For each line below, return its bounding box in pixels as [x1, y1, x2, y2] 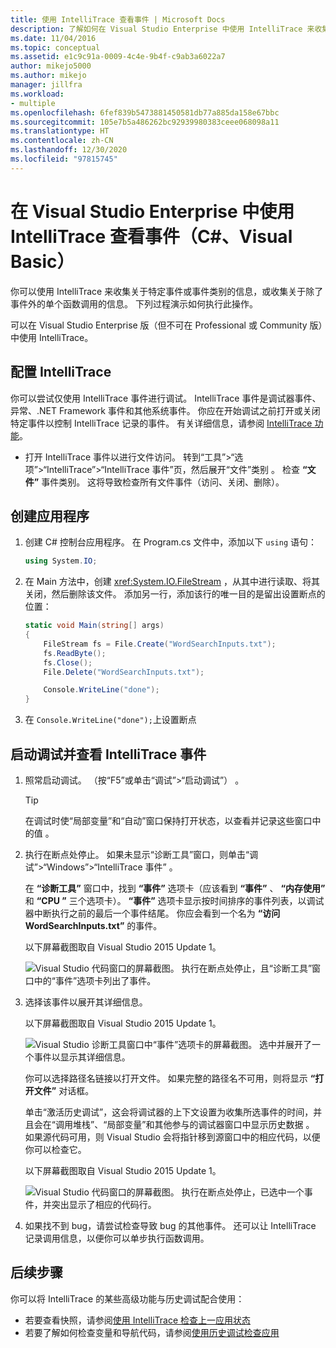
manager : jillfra [10, 80, 83, 90]
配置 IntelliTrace [10, 364, 112, 381]
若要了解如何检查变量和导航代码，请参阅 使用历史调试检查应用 [24, 1326, 280, 1338]
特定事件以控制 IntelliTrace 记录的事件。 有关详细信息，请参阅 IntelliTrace [10, 417, 313, 429]
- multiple [10, 98, 56, 108]
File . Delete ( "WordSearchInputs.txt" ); [43, 667, 205, 677]
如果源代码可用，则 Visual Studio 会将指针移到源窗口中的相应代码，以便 [24, 1131, 321, 1143]
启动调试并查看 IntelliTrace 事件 [10, 746, 207, 763]
